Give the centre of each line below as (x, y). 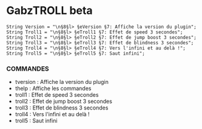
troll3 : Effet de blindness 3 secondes (62, 108)
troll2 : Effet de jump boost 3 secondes (63, 102)
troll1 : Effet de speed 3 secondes (57, 95)
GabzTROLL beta (49, 11)
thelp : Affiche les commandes (53, 88)
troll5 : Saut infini (36, 121)
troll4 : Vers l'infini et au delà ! (52, 114)
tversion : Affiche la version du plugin (62, 82)
